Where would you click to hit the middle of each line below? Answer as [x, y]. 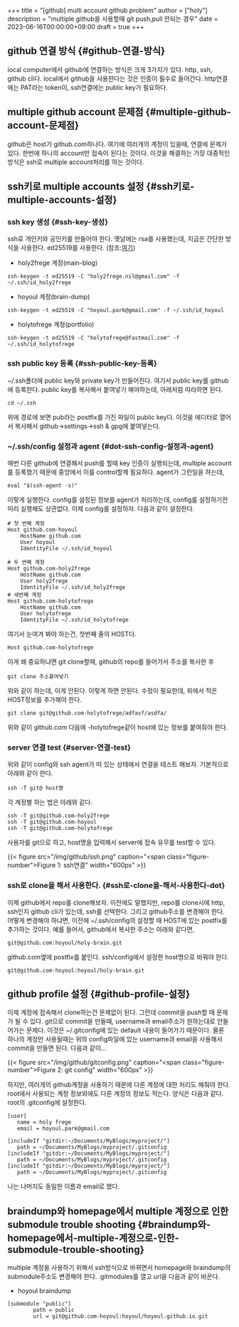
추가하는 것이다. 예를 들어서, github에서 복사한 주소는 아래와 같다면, [101, 929]
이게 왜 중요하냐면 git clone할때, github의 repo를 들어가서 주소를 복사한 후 [111, 661]
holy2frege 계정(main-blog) [58, 263]
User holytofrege [46, 613]
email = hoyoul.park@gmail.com [63, 1129]
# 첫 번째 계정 [26, 523]
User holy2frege [44, 581]
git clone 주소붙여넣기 [38, 676]
